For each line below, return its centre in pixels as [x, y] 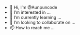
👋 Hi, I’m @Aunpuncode [33, 7]
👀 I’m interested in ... [30, 12]
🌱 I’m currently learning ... [35, 17]
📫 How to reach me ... [32, 28]
